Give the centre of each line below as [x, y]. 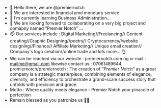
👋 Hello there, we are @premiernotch [47, 8]
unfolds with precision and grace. [43, 85]
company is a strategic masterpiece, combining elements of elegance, [81, 74]
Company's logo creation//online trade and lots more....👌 [68, 52]
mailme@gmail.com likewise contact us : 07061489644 [66, 64]
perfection [20, 95]
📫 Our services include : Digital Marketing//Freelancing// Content [76, 34]
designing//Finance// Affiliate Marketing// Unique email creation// [76, 46]
